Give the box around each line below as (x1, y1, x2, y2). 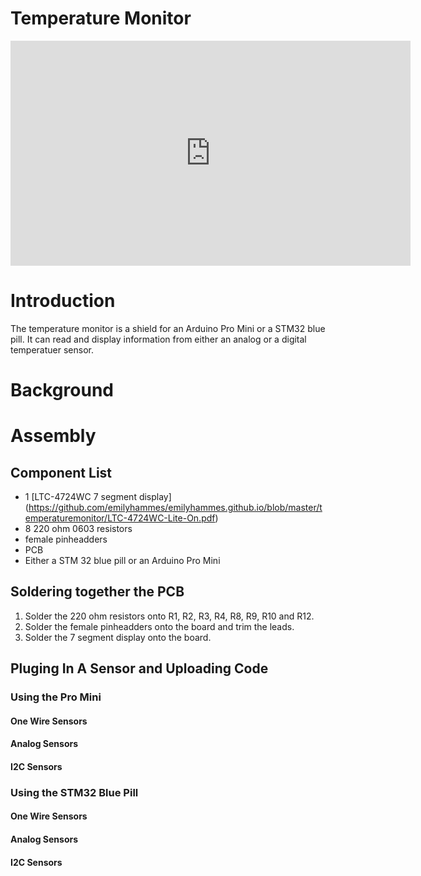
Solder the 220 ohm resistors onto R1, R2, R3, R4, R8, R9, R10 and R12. (24, 610, 315, 622)
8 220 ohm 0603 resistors (24, 523, 133, 535)
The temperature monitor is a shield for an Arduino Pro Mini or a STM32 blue (10, 322, 326, 334)
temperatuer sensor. (10, 343, 94, 356)
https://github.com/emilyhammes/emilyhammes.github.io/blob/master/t (28, 502, 323, 514)
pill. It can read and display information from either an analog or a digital (10, 333, 307, 345)
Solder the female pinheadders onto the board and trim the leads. (24, 620, 295, 632)
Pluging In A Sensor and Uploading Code (10, 660, 269, 677)
